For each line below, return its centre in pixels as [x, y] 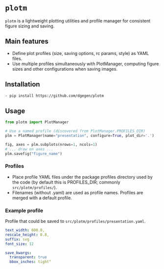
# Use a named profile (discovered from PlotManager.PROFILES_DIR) [75, 131]
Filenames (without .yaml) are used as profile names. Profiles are [78, 192]
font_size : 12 [20, 244]
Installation [23, 84]
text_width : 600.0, [25, 230]
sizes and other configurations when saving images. [65, 69]
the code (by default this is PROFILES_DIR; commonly [66, 182]
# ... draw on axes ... [29, 149]
